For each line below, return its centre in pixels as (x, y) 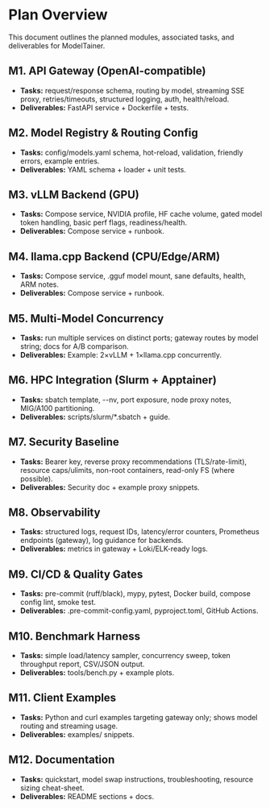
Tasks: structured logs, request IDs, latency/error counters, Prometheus (139, 532)
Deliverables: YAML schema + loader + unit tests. (103, 169)
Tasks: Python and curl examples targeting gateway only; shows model (139, 717)
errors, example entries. (60, 161)
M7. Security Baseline (64, 442)
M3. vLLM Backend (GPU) (74, 195)
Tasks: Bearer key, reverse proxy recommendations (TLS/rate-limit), (133, 462)
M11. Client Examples (62, 698)
